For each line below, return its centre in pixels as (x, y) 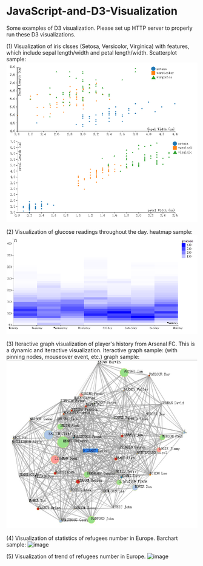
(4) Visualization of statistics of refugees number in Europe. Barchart (92, 538)
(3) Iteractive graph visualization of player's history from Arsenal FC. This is (101, 344)
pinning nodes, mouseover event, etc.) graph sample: (73, 357)
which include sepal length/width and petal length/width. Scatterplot (92, 52)
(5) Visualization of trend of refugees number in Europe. (76, 556)
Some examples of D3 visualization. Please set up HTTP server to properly (99, 28)
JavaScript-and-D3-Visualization (92, 11)
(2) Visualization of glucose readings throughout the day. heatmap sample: (99, 231)
